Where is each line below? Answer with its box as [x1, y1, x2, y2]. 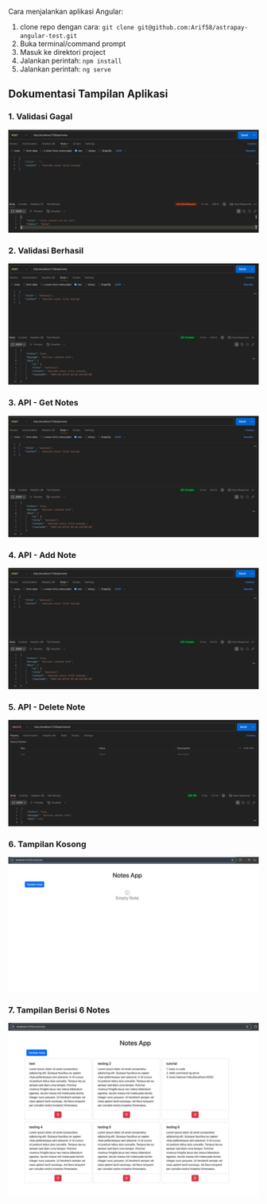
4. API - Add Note [8, 549, 77, 560]
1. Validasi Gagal [8, 111, 73, 122]
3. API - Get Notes [8, 397, 79, 408]
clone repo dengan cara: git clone [19, 22, 135, 31]
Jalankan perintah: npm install [19, 56, 122, 65]
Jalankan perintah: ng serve [19, 64, 111, 74]
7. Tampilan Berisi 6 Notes [8, 1005, 110, 1016]
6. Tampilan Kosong [8, 838, 87, 850]
